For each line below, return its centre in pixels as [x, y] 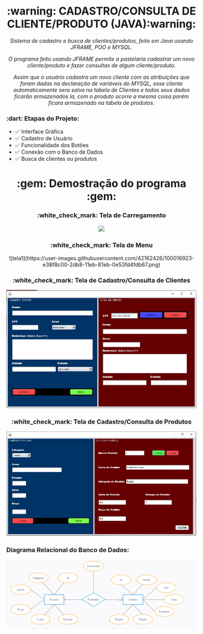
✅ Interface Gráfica [39, 132]
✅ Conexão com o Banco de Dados [59, 152]
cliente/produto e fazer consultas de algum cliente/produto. [101, 65]
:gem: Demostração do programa [101, 184]
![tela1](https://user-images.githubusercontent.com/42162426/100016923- [101, 258]
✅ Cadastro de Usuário [44, 139]
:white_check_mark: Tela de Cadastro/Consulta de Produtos [101, 422]
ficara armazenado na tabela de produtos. [101, 103]
